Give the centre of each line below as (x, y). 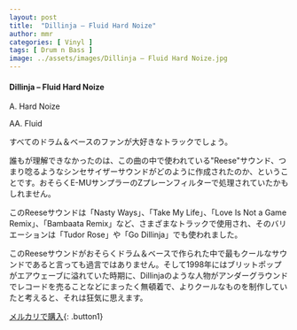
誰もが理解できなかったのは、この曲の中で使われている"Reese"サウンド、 (144, 161)
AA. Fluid (26, 124)
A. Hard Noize (35, 106)
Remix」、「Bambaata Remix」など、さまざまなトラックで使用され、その (141, 224)
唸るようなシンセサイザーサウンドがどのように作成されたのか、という (152, 172)
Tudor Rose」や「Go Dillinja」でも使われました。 (153, 234)
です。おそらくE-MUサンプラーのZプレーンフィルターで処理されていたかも (152, 183)
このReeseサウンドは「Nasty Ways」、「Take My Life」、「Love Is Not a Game (148, 212)
